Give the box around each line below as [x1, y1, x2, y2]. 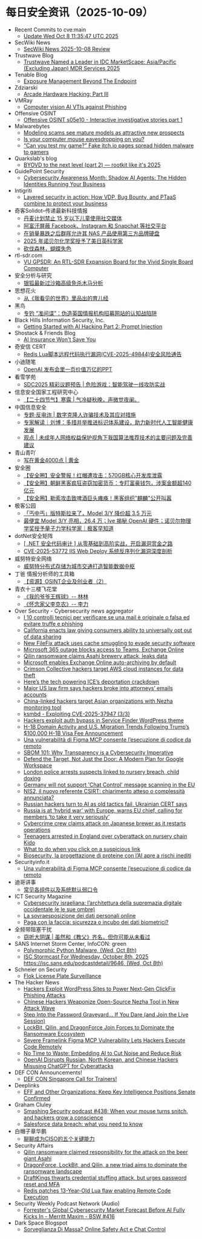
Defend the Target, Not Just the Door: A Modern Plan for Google [23, 755, 184, 762]
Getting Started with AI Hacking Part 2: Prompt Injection [23, 322, 163, 330]
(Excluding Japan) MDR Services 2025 [23, 64, 120, 71]
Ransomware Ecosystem [23, 1030, 85, 1037]
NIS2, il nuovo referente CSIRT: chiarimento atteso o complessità [23, 787, 185, 794]
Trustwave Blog [14, 51, 54, 59]
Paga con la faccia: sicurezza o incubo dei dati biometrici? [23, 918, 169, 926]
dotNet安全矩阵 [14, 532, 53, 539]
